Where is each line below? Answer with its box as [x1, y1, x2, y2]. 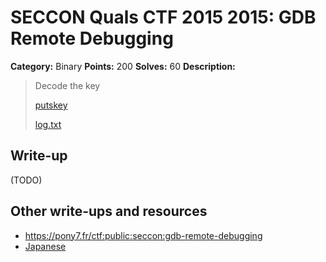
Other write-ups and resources [10, 203, 208, 220]
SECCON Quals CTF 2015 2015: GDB [10, 6, 317, 29]
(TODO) [10, 174, 43, 186]
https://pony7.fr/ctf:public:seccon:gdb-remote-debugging [24, 229, 263, 241]
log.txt [34, 118, 62, 130]
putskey [34, 99, 68, 111]
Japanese [24, 240, 67, 252]
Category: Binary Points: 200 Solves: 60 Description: [10, 60, 236, 72]
